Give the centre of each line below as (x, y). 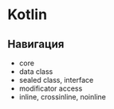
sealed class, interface (56, 80)
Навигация (36, 44)
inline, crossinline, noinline (63, 97)
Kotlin (28, 15)
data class (36, 72)
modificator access (51, 88)
